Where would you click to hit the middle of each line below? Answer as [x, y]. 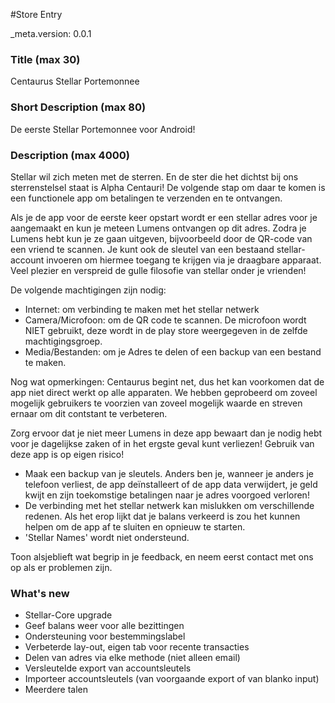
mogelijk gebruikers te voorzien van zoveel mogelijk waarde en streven [156, 403]
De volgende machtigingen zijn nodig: [88, 290]
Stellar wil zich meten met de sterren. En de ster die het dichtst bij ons [154, 176]
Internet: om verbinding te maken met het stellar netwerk [142, 309]
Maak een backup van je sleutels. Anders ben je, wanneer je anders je [169, 473]
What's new [40, 593]
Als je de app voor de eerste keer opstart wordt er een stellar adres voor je [164, 217]
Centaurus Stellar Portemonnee [75, 81]
